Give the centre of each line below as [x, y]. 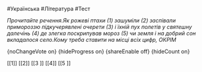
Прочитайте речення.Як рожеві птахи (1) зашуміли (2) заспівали [92, 20]
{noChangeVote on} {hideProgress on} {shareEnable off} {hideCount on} [99, 51]
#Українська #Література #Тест [49, 9]
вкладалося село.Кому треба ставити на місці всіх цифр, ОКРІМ [92, 40]
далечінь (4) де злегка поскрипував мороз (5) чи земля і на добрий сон [102, 33]
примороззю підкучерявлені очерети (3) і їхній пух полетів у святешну [99, 27]
